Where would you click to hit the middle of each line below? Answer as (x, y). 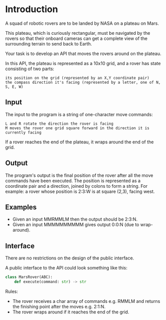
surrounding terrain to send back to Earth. (49, 43)
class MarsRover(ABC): (29, 277)
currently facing (23, 132)
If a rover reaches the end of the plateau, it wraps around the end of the (80, 142)
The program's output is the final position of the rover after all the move (79, 175)
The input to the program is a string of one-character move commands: (79, 114)
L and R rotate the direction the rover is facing (59, 124)
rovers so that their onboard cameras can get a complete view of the (76, 38)
